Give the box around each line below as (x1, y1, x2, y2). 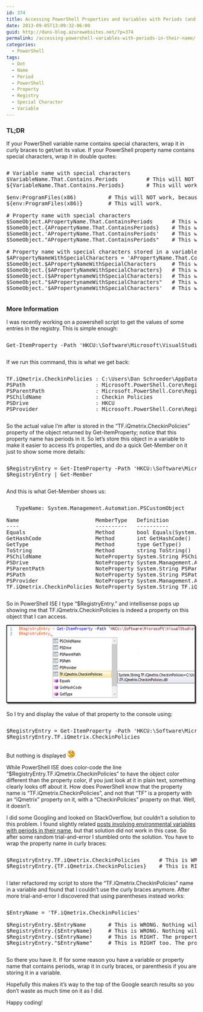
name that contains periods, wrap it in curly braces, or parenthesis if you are (6, 962, 197, 970)
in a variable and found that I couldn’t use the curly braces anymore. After (6, 886, 190, 893)
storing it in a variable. (6, 969, 62, 976)
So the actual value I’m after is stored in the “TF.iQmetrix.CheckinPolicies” (6, 422, 190, 429)
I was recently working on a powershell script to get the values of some (6, 318, 184, 326)
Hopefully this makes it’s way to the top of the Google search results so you (6, 981, 195, 988)
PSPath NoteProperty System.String (6, 572, 179, 578)
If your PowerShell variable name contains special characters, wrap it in (6, 140, 185, 148)
